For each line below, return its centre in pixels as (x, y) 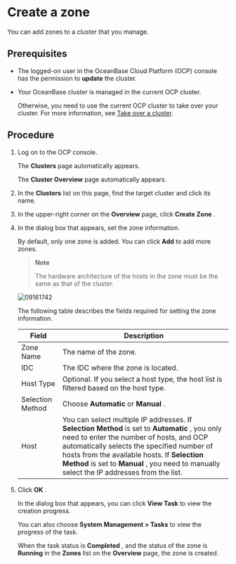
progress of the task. (48, 532)
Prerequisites (37, 54)
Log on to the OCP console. (57, 152)
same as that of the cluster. (74, 283)
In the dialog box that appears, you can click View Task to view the (114, 503)
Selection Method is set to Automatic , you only (142, 428)
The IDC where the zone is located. (120, 368)
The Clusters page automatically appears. (79, 165)
